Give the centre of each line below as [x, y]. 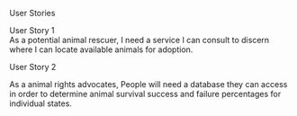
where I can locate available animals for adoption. [101, 49]
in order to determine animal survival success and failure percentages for [145, 94]
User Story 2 [33, 67]
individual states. [40, 103]
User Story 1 [32, 30]
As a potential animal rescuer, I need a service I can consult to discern [139, 40]
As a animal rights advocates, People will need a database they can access [148, 84]
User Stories [32, 13]
